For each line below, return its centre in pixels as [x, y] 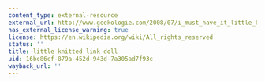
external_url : [32, 23]
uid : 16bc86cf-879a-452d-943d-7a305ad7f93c [81, 59]
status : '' [26, 45]
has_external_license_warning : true [68, 30]
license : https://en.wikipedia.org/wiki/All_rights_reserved [111, 37]
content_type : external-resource [63, 15]
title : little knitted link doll [63, 52]
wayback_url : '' [35, 66]
